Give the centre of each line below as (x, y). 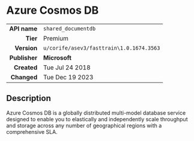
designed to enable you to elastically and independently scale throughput (97, 119)
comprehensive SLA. (32, 131)
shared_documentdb (69, 28)
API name (23, 29)
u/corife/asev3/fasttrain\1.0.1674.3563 (102, 48)
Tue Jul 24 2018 (67, 68)
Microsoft (57, 57)
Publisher (23, 57)
